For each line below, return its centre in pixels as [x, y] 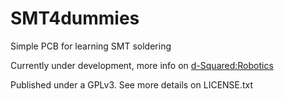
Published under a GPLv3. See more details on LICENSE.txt [132, 84]
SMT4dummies [75, 18]
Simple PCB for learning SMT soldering [91, 46]
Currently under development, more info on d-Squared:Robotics [142, 65]
